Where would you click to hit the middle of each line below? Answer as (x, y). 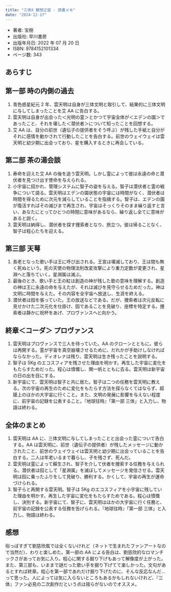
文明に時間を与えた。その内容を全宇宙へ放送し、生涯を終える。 (80, 293)
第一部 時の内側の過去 (40, 91)
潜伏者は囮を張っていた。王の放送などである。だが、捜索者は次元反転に (89, 300)
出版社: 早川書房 (30, 36)
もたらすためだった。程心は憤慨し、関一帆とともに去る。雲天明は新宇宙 (89, 369)
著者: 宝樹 (23, 30)
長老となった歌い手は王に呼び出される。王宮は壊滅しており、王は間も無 (88, 262)
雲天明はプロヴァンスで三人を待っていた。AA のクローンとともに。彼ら (88, 344)
